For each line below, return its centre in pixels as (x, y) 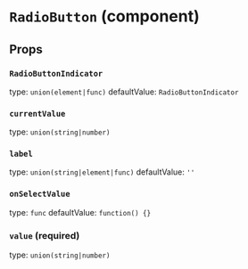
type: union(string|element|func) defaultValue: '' (102, 172)
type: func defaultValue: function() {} (80, 212)
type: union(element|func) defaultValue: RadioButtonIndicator (124, 92)
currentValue (37, 114)
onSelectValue (40, 194)
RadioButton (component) (105, 16)
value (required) (45, 235)
